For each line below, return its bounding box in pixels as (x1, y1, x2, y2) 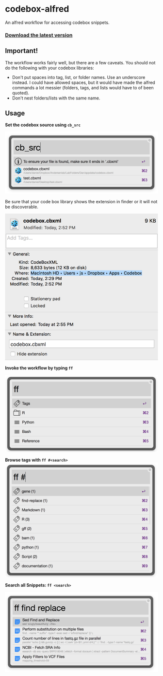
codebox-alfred (5, 3, 69, 15)
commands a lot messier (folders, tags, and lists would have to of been (12, 84, 154, 91)
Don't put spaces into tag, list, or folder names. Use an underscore (12, 74, 146, 80)
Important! (5, 47, 38, 55)
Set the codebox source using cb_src (5, 122, 81, 128)
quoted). (12, 90, 30, 96)
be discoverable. (5, 204, 39, 210)
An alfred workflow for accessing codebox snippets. (5, 19, 110, 25)
